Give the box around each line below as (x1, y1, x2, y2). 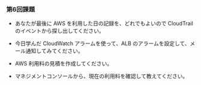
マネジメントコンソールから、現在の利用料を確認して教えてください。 (14, 73, 188, 80)
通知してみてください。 (25, 48, 83, 55)
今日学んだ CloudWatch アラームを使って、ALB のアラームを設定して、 (14, 40, 190, 47)
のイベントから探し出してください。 (14, 27, 104, 34)
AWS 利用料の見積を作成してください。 (14, 60, 113, 67)
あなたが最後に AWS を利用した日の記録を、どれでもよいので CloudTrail (14, 20, 193, 27)
